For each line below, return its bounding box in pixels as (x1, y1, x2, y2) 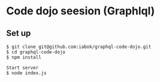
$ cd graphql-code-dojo (6, 49, 66, 55)
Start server (6, 65, 39, 71)
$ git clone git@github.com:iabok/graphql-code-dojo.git (6, 44, 152, 50)
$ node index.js (6, 70, 47, 76)
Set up (6, 28, 31, 38)
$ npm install (6, 54, 42, 60)
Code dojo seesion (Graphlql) (6, 4, 155, 18)
